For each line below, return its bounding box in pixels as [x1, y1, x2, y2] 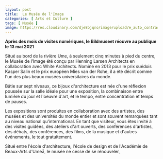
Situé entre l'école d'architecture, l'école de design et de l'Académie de [5, 143, 148, 149]
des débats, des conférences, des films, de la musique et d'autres [5, 129, 137, 135]
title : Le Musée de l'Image [5, 12, 64, 17]
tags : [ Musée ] [5, 20, 38, 26]
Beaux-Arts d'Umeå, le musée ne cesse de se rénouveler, [5, 149, 120, 155]
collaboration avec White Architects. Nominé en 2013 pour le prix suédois [5, 64, 152, 70]
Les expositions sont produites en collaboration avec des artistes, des [5, 108, 145, 114]
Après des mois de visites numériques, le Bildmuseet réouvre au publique [5, 38, 157, 44]
